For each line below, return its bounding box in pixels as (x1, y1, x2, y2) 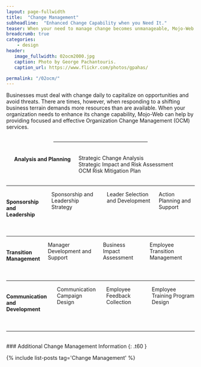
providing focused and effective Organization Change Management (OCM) (6, 117, 190, 125)
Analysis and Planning (14, 155, 71, 162)
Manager (47, 241, 70, 248)
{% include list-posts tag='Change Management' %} (6, 354, 136, 361)
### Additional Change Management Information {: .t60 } (6, 342, 147, 350)
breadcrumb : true (6, 31, 50, 37)
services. (6, 123, 29, 131)
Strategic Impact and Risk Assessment (78, 161, 173, 168)
